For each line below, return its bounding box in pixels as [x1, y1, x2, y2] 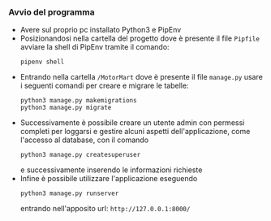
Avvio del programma [8, 6, 95, 18]
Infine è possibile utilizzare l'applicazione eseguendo [19, 174, 198, 184]
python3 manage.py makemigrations [19, 97, 137, 105]
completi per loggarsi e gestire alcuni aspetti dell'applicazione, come [19, 127, 251, 136]
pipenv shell [19, 58, 65, 67]
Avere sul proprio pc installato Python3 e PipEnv [19, 25, 182, 35]
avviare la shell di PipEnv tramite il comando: [19, 42, 170, 52]
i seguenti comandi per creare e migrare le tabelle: [19, 80, 189, 91]
